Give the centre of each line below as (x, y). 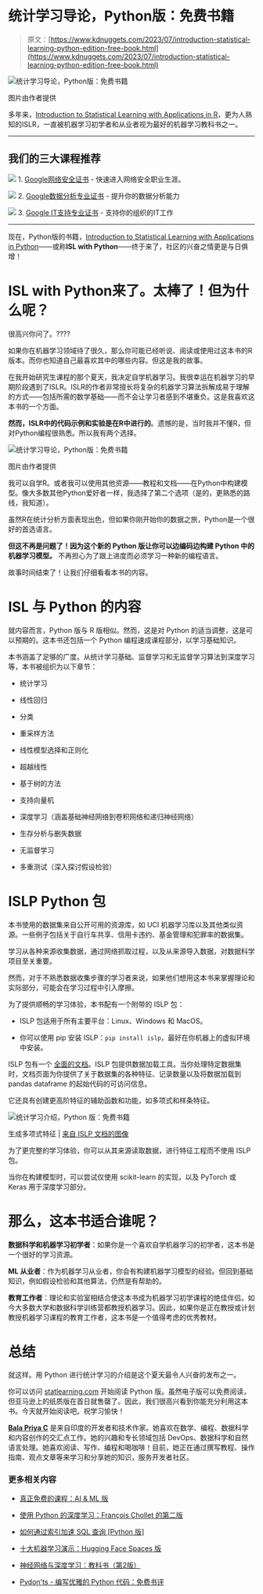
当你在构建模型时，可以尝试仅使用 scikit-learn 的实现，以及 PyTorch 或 (122, 1177)
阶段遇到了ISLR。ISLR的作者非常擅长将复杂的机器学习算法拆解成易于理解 (132, 386)
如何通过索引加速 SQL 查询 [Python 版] (82, 1531)
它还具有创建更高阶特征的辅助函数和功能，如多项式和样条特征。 (111, 1100)
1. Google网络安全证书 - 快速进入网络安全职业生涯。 (101, 179)
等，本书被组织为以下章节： (53, 666)
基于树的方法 (40, 783)
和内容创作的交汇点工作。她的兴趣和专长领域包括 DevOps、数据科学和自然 (128, 1438)
